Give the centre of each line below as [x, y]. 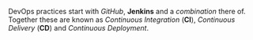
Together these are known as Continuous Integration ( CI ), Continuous [122, 20]
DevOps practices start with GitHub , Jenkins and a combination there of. [127, 11]
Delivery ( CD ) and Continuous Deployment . [78, 28]
